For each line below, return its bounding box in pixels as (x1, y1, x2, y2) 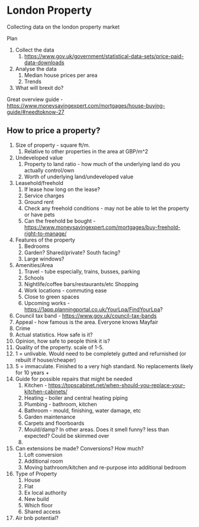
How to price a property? (7, 126, 101, 136)
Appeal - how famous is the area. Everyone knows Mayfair (15, 318, 159, 325)
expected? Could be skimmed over (24, 432, 110, 439)
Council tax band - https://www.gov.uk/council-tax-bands (15, 312, 157, 319)
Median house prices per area (24, 71, 98, 79)
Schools (24, 274, 44, 281)
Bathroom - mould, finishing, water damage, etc (24, 407, 141, 414)
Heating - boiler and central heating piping (24, 394, 128, 401)
